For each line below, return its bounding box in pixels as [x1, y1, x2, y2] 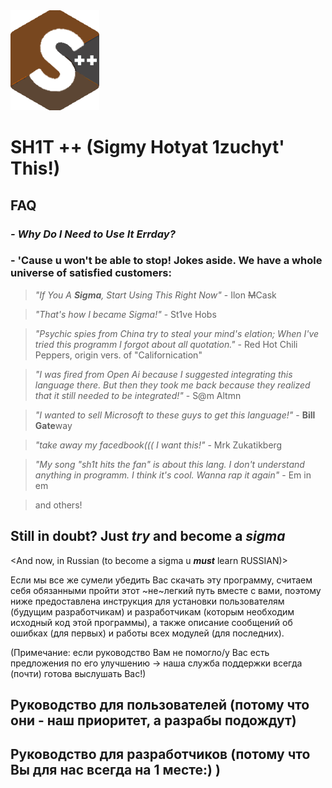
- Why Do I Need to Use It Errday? [10, 227, 176, 241]
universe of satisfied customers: [10, 266, 172, 280]
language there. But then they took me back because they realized [34, 379, 311, 391]
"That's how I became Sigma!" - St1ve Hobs [34, 308, 217, 320]
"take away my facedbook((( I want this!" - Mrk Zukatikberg [34, 439, 283, 451]
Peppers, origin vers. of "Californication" [34, 349, 203, 361]
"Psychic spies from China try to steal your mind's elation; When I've [34, 327, 320, 339]
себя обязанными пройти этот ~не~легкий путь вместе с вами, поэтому [10, 584, 322, 596]
